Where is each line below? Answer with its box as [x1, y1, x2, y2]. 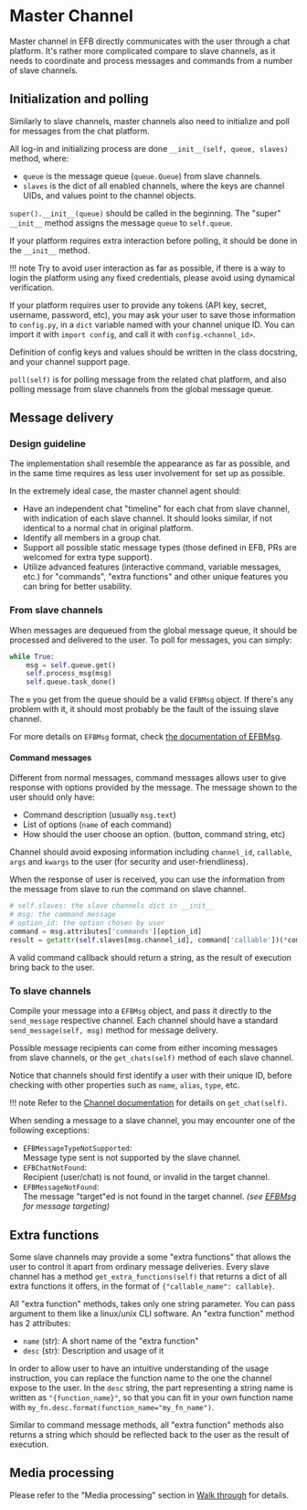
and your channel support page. [9, 356, 131, 367]
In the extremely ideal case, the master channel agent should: [9, 485, 242, 496]
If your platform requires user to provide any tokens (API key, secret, [9, 299, 267, 311]
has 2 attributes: [9, 1317, 71, 1328]
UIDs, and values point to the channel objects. [22, 189, 196, 201]
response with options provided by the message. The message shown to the [9, 782, 298, 793]
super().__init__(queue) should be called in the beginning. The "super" [9, 207, 281, 218]
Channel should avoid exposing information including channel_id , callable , [9, 846, 292, 857]
